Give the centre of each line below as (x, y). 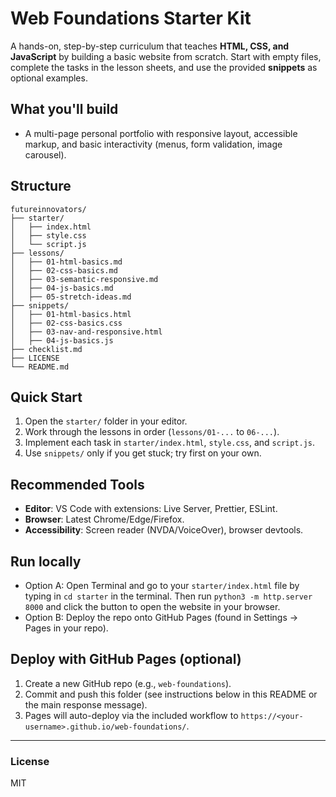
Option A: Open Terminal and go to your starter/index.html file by (162, 585)
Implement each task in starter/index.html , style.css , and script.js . (170, 443)
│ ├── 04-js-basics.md (62, 288)
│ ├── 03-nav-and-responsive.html (86, 332)
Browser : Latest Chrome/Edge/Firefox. (104, 519)
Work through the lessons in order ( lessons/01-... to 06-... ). (152, 432)
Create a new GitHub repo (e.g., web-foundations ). (128, 683)
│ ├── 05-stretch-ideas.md (71, 297)
